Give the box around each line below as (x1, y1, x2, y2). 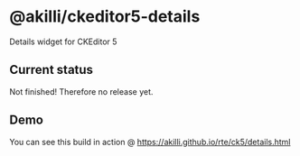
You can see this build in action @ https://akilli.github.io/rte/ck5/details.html (9, 136, 291, 147)
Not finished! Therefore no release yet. (9, 86, 154, 96)
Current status (9, 62, 93, 78)
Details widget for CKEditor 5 (9, 36, 117, 47)
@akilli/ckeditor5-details (9, 6, 201, 27)
